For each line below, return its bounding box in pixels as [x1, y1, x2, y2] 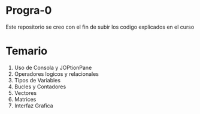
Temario [5, 44, 48, 58]
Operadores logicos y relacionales [14, 70, 99, 78]
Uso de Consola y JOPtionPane [14, 64, 92, 71]
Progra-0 [5, 4, 52, 17]
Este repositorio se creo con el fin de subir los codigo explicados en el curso [5, 23, 195, 30]
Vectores [14, 89, 37, 96]
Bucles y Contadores [14, 83, 66, 90]
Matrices [14, 95, 37, 103]
